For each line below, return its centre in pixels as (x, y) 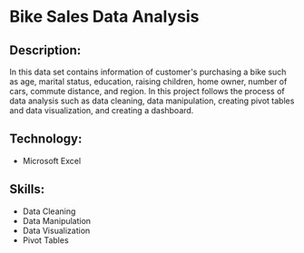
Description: (45, 50)
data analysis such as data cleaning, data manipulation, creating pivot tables (152, 101)
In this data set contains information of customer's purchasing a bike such (148, 72)
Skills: (27, 189)
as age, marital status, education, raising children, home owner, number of (148, 82)
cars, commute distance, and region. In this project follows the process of (147, 91)
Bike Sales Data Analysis (104, 17)
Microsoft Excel (52, 161)
